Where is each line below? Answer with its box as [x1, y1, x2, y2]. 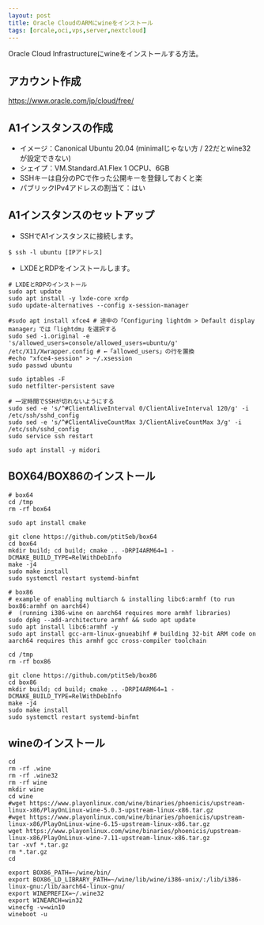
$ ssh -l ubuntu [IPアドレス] [8, 248, 103, 256]
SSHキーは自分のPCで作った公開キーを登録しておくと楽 [19, 174, 203, 182]
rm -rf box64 [8, 505, 51, 513]
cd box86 [8, 678, 37, 686]
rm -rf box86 [8, 657, 51, 666]
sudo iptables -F [8, 375, 66, 383]
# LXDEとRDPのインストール [8, 281, 88, 289]
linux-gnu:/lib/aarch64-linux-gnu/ [8, 883, 126, 891]
